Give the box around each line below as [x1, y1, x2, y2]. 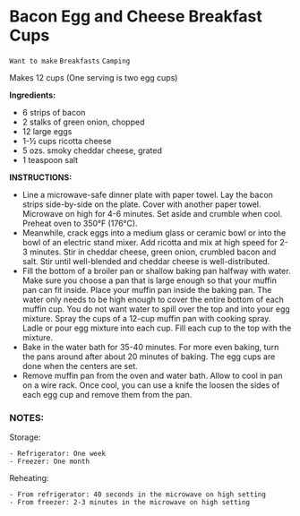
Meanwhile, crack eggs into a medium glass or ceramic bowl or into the [21, 227, 287, 238]
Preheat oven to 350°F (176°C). [21, 218, 138, 228]
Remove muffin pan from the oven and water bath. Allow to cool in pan [21, 370, 283, 381]
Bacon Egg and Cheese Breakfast [9, 6, 262, 27]
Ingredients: [9, 90, 56, 100]
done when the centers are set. [21, 360, 138, 371]
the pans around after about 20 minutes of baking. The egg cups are [21, 351, 276, 362]
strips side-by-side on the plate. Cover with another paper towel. [21, 199, 261, 210]
